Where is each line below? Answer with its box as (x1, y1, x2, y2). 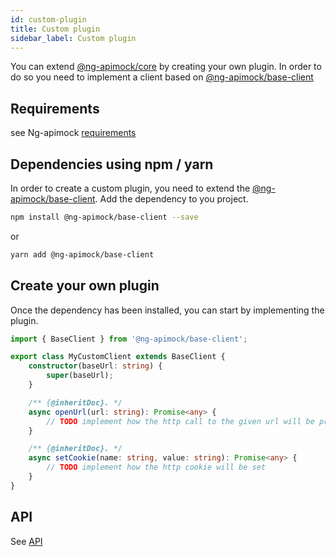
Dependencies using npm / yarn (10, 156, 214, 173)
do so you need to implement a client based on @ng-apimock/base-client (10, 71, 314, 83)
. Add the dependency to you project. (94, 193, 249, 205)
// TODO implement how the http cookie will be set (46, 462, 267, 473)
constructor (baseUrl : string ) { (28, 361, 163, 371)
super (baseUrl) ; (46, 371, 114, 381)
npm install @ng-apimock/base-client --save (10, 212, 199, 222)
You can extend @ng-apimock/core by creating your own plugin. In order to (10, 61, 322, 73)
